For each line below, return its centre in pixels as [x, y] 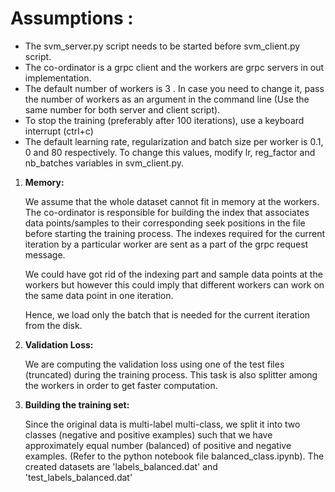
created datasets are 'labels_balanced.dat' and [121, 466]
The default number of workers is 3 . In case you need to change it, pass [174, 88]
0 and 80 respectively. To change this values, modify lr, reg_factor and [170, 152]
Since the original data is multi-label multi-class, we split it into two [162, 424]
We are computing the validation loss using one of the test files [154, 364]
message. [45, 254]
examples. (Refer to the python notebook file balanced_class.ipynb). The [174, 456]
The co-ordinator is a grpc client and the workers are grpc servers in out [174, 67]
